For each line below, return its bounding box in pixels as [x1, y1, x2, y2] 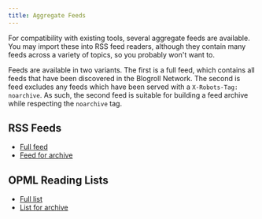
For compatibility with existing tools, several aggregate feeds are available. [8, 33, 250, 43]
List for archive [19, 202, 68, 213]
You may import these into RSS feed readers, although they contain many [8, 41, 246, 51]
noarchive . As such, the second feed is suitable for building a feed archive [8, 90, 249, 99]
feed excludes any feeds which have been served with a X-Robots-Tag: [8, 82, 238, 91]
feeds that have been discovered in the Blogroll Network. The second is [8, 73, 241, 83]
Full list [19, 195, 43, 204]
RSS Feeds [8, 121, 62, 135]
